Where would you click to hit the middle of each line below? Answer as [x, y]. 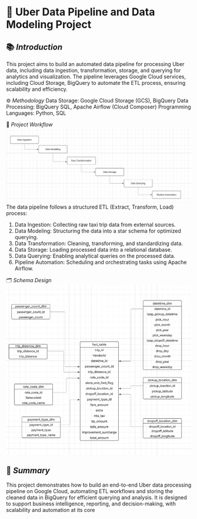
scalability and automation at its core [51, 510]
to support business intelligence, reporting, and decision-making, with [91, 504]
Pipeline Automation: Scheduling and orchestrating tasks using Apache [101, 262]
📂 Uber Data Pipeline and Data [81, 12]
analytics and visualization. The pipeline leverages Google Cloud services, [96, 77]
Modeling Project [49, 24]
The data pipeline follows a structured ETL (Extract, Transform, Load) [90, 207]
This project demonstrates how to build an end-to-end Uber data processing [99, 485]
